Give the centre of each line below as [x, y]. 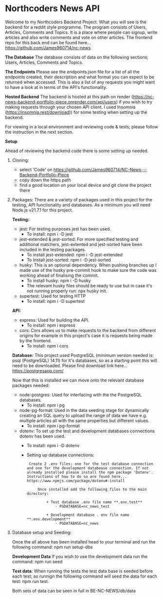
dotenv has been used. [42, 436]
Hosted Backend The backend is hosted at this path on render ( [69, 97]
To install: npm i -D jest [50, 234]
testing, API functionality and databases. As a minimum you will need [81, 205]
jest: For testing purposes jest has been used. [65, 229]
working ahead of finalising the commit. [59, 275]
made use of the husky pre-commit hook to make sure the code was [88, 270]
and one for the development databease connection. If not [88, 468]
